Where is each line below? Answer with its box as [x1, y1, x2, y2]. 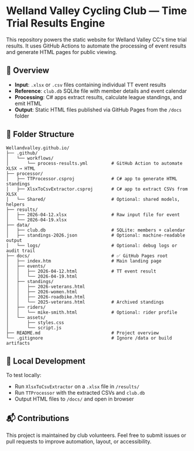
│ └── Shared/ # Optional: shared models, [6, 196, 180, 202]
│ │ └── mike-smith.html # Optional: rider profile [6, 309, 178, 315]
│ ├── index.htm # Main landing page [6, 258, 162, 264]
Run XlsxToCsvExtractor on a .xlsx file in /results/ [14, 383, 140, 390]
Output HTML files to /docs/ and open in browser [14, 395, 134, 403]
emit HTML [14, 100, 42, 107]
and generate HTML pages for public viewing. [6, 48, 118, 55]
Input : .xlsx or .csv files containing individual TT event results [14, 81, 166, 88]
